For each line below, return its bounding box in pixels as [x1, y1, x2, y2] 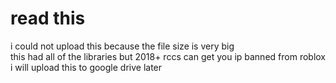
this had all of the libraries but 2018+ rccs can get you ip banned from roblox [10, 50, 326, 62]
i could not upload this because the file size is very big [10, 40, 235, 52]
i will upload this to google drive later [10, 61, 163, 73]
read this [10, 7, 86, 30]
